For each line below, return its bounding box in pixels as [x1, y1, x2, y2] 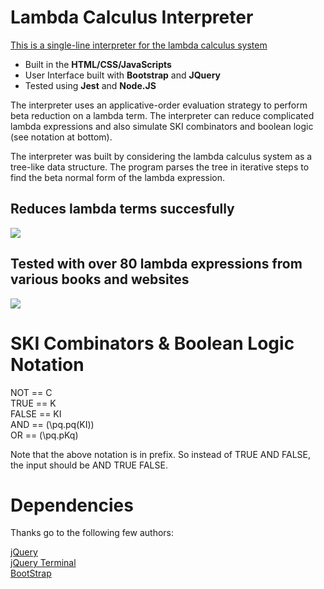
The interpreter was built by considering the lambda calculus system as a [10, 150, 313, 162]
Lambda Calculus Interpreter [10, 6, 254, 29]
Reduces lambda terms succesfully [10, 201, 235, 218]
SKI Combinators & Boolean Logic [10, 332, 295, 355]
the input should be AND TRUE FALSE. [10, 459, 168, 471]
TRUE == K [10, 397, 57, 409]
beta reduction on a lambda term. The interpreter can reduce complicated [10, 109, 315, 121]
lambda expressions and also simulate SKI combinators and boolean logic [10, 120, 314, 132]
